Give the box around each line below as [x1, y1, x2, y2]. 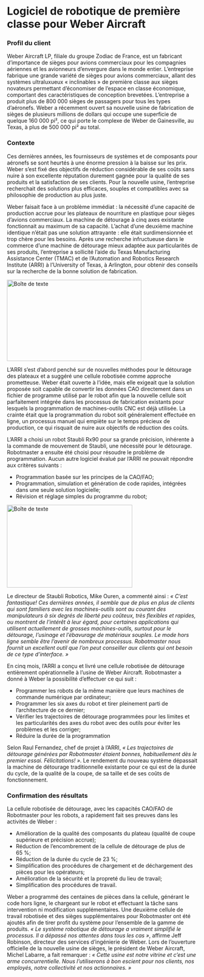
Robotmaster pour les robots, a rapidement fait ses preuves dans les [7, 812, 178, 819]
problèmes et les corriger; [15, 726, 81, 733]
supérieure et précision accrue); [15, 836, 97, 843]
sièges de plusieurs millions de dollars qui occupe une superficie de [7, 111, 177, 118]
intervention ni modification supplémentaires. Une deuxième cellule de [7, 906, 184, 913]
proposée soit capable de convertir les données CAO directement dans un [7, 385, 192, 392]
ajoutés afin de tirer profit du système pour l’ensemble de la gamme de [7, 919, 184, 927]
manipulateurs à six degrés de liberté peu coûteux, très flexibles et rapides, [7, 611, 196, 619]
